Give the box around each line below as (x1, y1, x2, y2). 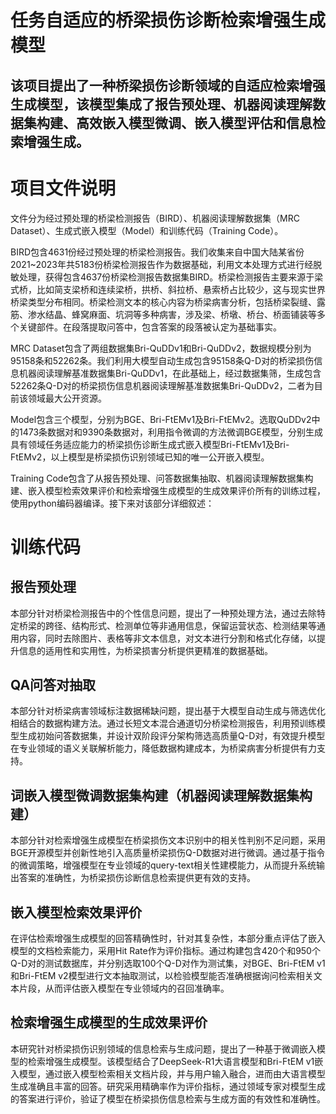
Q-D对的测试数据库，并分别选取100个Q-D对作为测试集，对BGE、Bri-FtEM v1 (10, 957, 326, 969)
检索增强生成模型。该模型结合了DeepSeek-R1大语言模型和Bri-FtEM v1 (27, 1055, 315, 1067)
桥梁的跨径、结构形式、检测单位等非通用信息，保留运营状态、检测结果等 (18, 619, 317, 631)
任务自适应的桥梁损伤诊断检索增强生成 (10, 9, 327, 32)
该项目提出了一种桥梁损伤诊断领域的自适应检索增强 (10, 77, 326, 94)
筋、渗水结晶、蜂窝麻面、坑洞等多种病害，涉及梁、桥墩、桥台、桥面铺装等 (10, 308, 317, 320)
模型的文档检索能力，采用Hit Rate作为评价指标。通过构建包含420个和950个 (10, 944, 321, 956)
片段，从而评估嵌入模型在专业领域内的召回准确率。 (18, 982, 230, 994)
